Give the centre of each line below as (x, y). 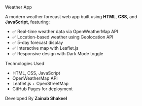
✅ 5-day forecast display (37, 42)
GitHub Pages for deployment (42, 89)
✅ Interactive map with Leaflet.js (45, 48)
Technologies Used (25, 63)
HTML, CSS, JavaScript (36, 73)
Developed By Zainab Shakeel (36, 98)
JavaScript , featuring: (28, 22)
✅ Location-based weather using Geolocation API (63, 37)
